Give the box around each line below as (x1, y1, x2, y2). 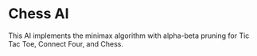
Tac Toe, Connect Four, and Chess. (8, 39, 123, 48)
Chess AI (8, 5, 69, 23)
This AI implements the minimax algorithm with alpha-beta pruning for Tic (8, 31, 250, 40)
